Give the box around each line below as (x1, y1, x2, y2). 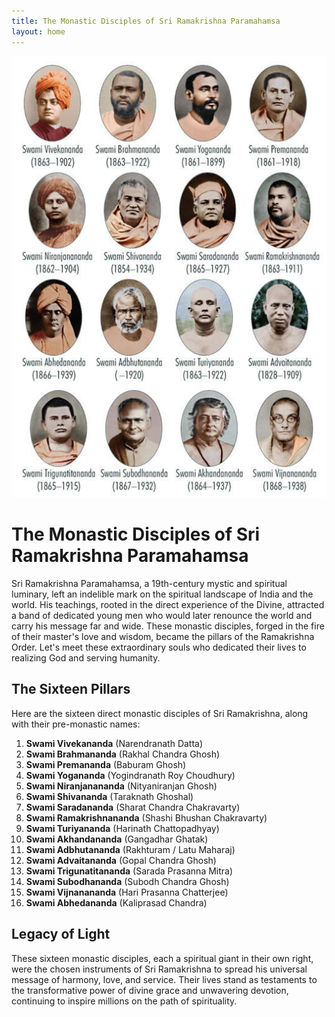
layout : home (11, 26, 66, 37)
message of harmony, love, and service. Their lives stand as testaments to (11, 973, 318, 985)
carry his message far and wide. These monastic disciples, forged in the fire (11, 620, 325, 632)
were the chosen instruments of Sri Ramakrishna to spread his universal (11, 963, 308, 975)
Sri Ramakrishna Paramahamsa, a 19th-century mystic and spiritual (11, 578, 288, 590)
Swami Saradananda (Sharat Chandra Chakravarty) (25, 801, 241, 813)
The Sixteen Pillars (11, 681, 131, 698)
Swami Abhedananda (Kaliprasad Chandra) (25, 896, 208, 909)
